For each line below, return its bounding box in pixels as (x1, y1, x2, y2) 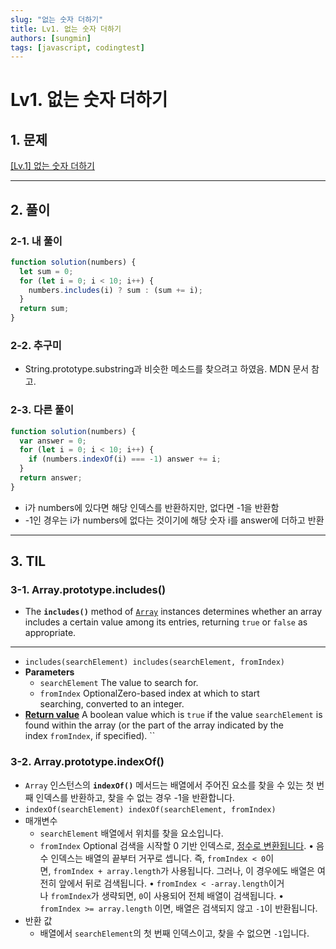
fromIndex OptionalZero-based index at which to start (39, 687, 260, 700)
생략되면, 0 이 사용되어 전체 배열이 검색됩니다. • (101, 889, 285, 901)
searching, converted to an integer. (39, 698, 185, 710)
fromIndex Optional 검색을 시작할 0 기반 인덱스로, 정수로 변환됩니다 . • (39, 839, 315, 851)
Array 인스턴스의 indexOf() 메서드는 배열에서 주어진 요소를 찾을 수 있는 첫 (24, 779, 315, 791)
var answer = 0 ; (19, 436, 87, 446)
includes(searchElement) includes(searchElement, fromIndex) (24, 657, 286, 668)
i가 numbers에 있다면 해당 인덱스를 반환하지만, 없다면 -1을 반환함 (24, 501, 280, 513)
